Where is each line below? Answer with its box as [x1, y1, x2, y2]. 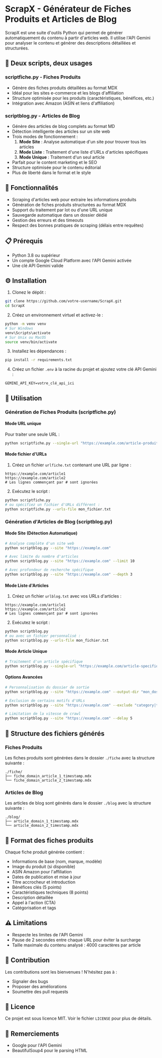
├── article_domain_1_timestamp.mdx [5, 819, 79, 824]
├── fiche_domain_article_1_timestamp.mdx [5, 774, 92, 778]
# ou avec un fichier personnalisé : [5, 633, 81, 638]
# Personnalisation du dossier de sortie [5, 685, 90, 690]
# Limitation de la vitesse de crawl [5, 711, 81, 716]
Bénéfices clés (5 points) [12, 884, 62, 890]
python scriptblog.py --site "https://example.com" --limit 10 [5, 559, 135, 564]
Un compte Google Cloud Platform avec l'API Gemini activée [12, 257, 132, 263]
